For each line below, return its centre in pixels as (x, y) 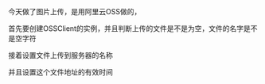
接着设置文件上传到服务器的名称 (60, 55)
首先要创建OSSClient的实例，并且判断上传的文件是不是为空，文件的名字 (126, 29)
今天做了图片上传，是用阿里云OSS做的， (75, 11)
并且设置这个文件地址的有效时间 (60, 72)
